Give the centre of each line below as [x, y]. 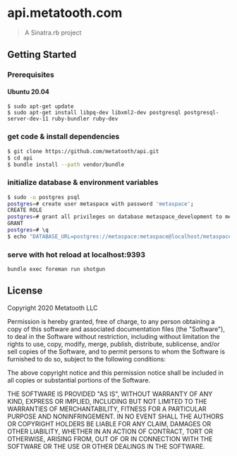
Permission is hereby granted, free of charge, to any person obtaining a [111, 321]
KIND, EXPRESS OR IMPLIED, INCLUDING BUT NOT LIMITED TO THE [107, 401]
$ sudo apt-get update [41, 107]
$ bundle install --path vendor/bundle [66, 164]
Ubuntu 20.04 [28, 91]
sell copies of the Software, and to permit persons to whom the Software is [116, 352]
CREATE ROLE [25, 210]
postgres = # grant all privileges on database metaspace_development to [115, 217]
